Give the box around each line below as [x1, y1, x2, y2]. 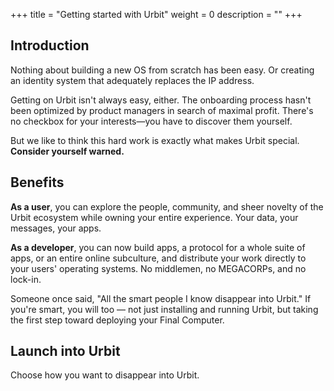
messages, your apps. [10, 222, 102, 234]
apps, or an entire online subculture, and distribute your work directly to [10, 252, 307, 264]
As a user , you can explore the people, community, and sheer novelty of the [10, 200, 324, 213]
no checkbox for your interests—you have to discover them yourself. [10, 115, 293, 127]
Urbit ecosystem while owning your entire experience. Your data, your [10, 211, 299, 223]
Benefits [10, 174, 65, 191]
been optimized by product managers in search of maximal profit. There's [10, 104, 314, 116]
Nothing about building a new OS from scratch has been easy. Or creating [10, 64, 315, 76]
